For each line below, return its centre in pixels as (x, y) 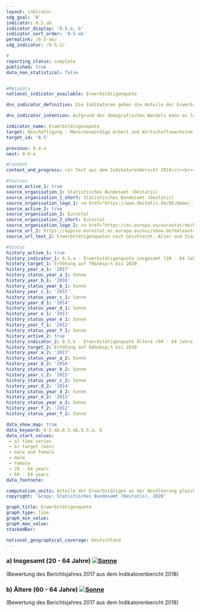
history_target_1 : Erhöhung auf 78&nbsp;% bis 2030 (71, 264)
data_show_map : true (32, 425)
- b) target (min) (32, 447)
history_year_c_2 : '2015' (38, 375)
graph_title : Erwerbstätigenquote (49, 507)
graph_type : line (28, 513)
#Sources (17, 181)
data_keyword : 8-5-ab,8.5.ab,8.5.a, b (54, 430)
